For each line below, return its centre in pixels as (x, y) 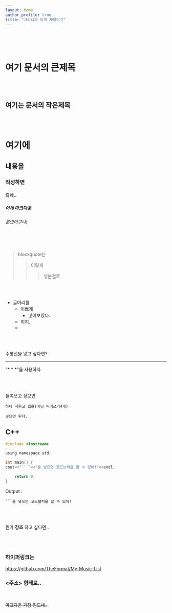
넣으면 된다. (17, 416)
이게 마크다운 (18, 208)
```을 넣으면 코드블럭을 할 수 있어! (38, 501)
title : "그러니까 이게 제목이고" (36, 20)
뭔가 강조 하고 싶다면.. (27, 527)
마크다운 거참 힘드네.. (26, 605)
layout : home (19, 10)
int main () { (19, 463)
